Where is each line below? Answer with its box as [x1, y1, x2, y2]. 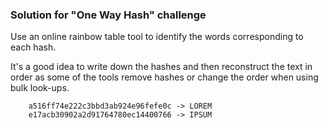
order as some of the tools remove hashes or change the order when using [10, 71, 319, 83]
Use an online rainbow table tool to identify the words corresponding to [10, 31, 304, 43]
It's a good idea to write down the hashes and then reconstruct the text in [10, 61, 313, 73]
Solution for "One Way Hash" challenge [10, 8, 207, 22]
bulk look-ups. [10, 82, 70, 94]
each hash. [10, 41, 57, 53]
